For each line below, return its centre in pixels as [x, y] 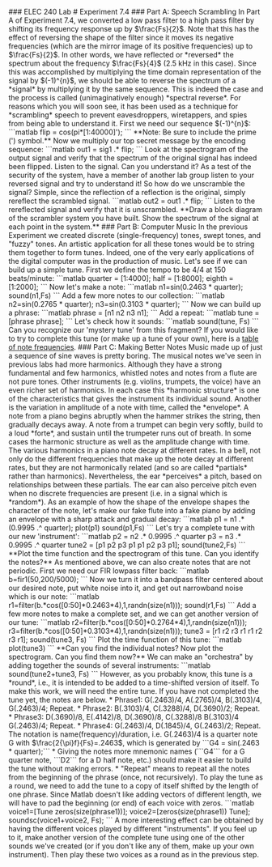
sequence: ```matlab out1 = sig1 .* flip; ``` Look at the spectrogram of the [128, 149]
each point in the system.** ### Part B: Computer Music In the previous [128, 227]
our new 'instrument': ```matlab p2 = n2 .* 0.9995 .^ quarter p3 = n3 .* [125, 536]
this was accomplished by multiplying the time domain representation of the [135, 72]
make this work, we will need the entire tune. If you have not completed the [134, 691]
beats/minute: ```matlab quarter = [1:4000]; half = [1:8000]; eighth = [121, 278]
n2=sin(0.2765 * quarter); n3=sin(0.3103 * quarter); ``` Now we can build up [135, 304]
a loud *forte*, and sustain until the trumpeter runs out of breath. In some [130, 433]
